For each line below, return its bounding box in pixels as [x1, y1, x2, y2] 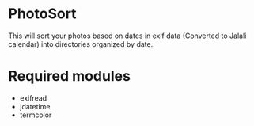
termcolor [19, 110, 52, 120]
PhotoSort [8, 5, 77, 23]
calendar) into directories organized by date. [8, 39, 154, 48]
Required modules [8, 67, 131, 86]
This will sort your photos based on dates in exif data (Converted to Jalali [8, 31, 247, 40]
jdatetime [19, 101, 51, 111]
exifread [19, 93, 47, 103]
